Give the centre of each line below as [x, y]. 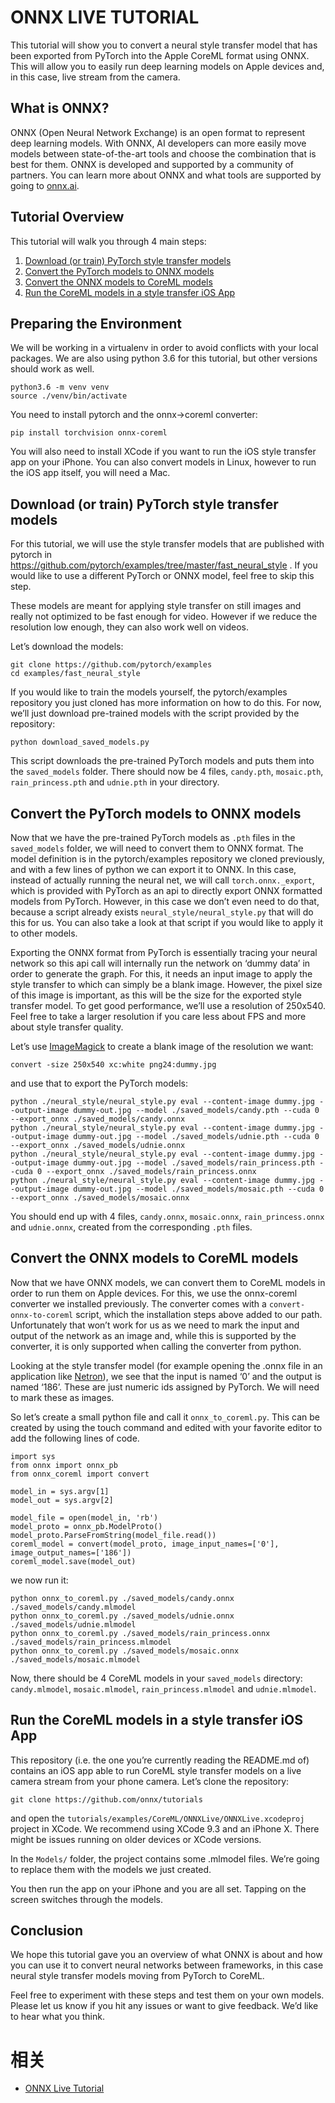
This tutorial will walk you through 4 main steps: [108, 241]
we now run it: [39, 1580]
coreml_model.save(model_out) [73, 1561]
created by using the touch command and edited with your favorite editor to [166, 1427]
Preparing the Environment [96, 323]
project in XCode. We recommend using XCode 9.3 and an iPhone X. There [165, 1828]
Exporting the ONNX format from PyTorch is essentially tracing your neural [164, 952]
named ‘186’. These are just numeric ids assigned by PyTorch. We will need [165, 1387]
